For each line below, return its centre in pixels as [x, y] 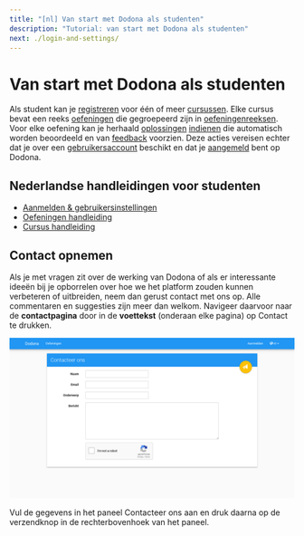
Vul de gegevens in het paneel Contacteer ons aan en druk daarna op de [145, 512]
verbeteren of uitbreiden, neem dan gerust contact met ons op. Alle [135, 296]
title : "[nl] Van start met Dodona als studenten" [107, 19]
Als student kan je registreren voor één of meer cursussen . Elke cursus [142, 110]
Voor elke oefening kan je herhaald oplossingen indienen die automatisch [146, 129]
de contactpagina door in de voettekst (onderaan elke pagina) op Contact [148, 315]
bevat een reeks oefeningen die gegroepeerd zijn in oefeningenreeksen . [144, 119]
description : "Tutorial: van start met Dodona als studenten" [129, 29]
